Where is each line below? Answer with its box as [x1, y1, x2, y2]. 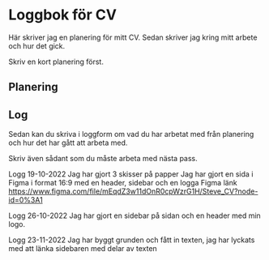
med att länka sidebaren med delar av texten [8, 244, 158, 254]
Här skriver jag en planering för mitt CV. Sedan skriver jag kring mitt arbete [8, 32, 258, 42]
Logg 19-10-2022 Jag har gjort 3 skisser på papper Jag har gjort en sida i [8, 169, 254, 179]
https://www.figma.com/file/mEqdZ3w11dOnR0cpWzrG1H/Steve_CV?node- [8, 186, 258, 196]
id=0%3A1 [8, 195, 43, 205]
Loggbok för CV [8, 6, 117, 24]
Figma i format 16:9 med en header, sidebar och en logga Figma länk [8, 178, 237, 188]
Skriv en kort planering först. [8, 57, 104, 66]
